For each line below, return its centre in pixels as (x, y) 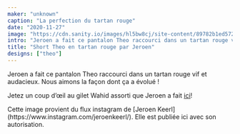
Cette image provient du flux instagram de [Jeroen (82, 109)
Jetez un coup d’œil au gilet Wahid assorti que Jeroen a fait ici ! (100, 95)
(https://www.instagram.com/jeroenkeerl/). (70, 117)
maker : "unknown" (33, 14)
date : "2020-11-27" (36, 27)
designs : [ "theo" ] (35, 54)
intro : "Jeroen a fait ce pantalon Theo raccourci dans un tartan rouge (118, 41)
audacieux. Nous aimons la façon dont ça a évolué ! (83, 81)
